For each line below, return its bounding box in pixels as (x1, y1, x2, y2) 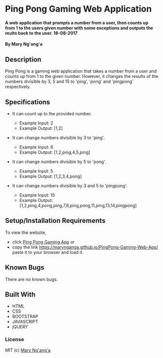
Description (5, 55, 41, 64)
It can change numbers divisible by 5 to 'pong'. (12, 159, 107, 164)
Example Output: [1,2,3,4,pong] (19, 174, 82, 179)
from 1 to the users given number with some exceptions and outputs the (5, 25, 153, 31)
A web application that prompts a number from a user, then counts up (5, 19, 148, 25)
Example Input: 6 (19, 144, 54, 150)
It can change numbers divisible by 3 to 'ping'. (12, 135, 105, 141)
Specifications (5, 98, 50, 106)
